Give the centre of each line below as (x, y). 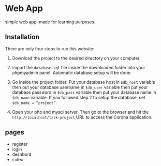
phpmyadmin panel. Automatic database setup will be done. (72, 73)
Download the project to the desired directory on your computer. (76, 58)
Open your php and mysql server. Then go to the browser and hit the (80, 112)
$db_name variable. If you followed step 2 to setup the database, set (79, 97)
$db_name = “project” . (34, 103)
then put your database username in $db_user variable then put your (80, 87)
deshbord (22, 154)
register (20, 144)
